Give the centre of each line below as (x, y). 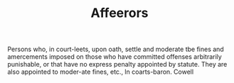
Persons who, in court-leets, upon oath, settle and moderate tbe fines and (116, 49)
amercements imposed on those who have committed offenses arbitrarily (115, 57)
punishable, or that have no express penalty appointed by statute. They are (117, 65)
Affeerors (119, 13)
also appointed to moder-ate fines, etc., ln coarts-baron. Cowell (101, 72)
